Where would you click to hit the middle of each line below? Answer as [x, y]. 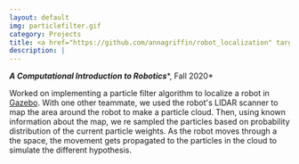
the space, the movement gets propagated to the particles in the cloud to [143, 141]
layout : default [39, 17]
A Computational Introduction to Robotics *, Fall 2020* [111, 76]
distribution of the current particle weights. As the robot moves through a [143, 131]
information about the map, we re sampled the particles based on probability [149, 122]
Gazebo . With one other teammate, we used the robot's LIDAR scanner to [144, 102]
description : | [37, 51]
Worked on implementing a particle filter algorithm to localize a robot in [139, 94]
